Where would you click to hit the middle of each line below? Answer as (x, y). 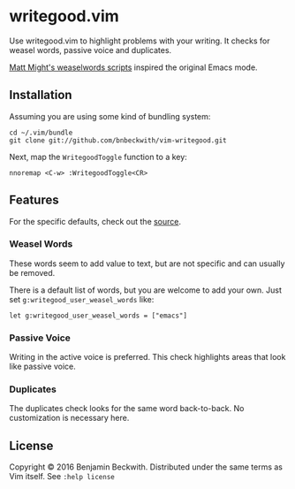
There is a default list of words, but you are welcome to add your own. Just (146, 290)
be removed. (32, 272)
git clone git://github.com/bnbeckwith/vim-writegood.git (118, 140)
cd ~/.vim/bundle (41, 133)
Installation (41, 95)
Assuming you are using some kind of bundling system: (110, 116)
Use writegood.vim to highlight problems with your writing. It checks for (140, 41)
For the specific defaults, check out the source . (95, 221)
